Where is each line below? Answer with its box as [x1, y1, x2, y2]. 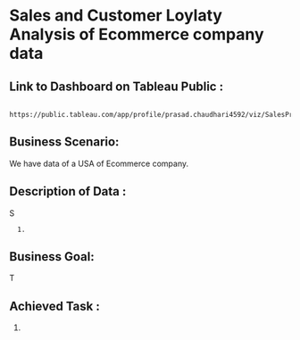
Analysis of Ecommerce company [9, 24, 264, 45]
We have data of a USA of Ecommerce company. [9, 158, 189, 169]
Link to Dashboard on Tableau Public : [9, 79, 224, 94]
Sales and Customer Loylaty [9, 5, 223, 26]
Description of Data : [9, 184, 127, 199]
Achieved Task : [9, 298, 100, 313]
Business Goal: [9, 249, 96, 264]
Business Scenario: [9, 135, 120, 150]
